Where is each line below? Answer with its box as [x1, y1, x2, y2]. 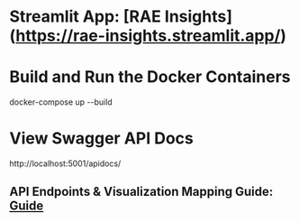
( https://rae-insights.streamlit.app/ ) [9, 25, 286, 46]
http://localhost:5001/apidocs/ [9, 158, 122, 169]
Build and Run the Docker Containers [9, 67, 291, 88]
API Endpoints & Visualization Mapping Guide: [9, 184, 274, 199]
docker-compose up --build [9, 97, 113, 107]
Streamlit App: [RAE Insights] [9, 6, 232, 27]
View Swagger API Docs [9, 128, 194, 149]
